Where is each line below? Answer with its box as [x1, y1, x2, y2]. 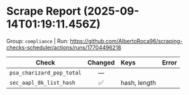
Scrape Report [6, 4, 81, 18]
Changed [87, 58, 115, 66]
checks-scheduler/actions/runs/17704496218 [6, 44, 121, 51]
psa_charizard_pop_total [9, 69, 82, 76]
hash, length [120, 78, 157, 86]
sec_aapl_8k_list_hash [9, 79, 75, 86]
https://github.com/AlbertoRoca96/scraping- [70, 37, 183, 44]
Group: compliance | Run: [6, 37, 69, 44]
